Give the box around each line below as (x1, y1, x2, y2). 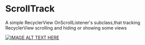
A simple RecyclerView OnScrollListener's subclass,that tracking (5, 19, 141, 25)
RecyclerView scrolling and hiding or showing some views (5, 24, 127, 30)
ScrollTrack (5, 3, 55, 14)
